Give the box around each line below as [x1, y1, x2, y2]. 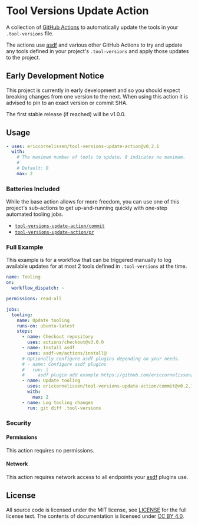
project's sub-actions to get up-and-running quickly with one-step [6, 205, 168, 212]
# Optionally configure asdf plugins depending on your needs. [21, 356, 181, 362]
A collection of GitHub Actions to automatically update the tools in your [6, 24, 179, 31]
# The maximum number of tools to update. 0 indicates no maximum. [16, 155, 186, 160]
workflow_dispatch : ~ [11, 285, 65, 291]
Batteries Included [6, 185, 60, 193]
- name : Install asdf [21, 345, 75, 351]
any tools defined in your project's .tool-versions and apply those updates [6, 47, 189, 54]
